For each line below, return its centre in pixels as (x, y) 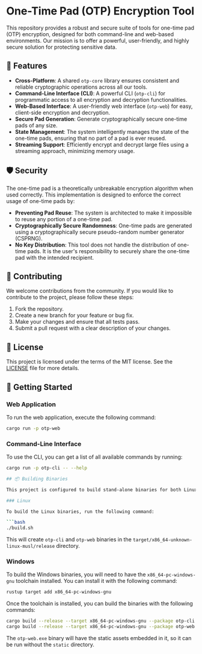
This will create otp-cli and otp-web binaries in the (69, 539)
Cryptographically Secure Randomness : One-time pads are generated (103, 225)
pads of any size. (36, 125)
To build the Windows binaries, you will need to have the (76, 574)
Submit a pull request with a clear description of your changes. (93, 328)
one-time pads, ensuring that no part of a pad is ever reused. (90, 138)
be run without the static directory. (50, 645)
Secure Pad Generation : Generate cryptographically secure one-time (101, 119)
